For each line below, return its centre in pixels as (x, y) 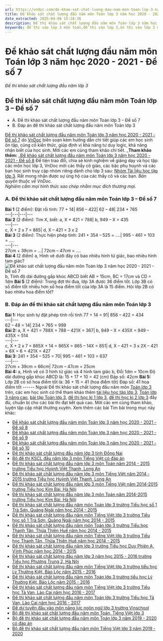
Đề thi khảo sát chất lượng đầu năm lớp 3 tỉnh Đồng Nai (67, 453)
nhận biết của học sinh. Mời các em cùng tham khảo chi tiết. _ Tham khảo (78, 150)
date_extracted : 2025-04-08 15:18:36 (43, 18)
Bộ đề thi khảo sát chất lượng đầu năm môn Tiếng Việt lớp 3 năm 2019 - (84, 628)
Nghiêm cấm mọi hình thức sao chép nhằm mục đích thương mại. (71, 186)
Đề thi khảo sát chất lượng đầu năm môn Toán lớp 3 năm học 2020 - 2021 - (80, 134)
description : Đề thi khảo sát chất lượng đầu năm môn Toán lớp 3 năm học (81, 23)
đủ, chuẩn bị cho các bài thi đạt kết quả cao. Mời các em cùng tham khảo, (79, 403)
